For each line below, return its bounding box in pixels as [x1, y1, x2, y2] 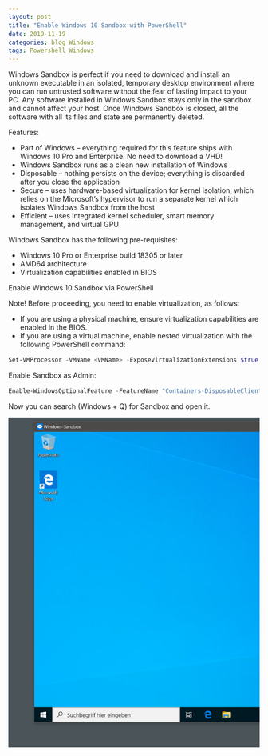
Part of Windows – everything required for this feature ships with [19, 143, 233, 153]
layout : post [8, 13, 52, 21]
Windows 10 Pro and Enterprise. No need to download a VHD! [19, 152, 223, 162]
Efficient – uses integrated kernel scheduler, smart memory [19, 211, 215, 221]
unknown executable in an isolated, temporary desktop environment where [8, 78, 254, 88]
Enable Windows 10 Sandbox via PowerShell [8, 283, 154, 293]
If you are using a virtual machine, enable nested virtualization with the [19, 331, 253, 341]
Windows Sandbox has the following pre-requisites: [8, 235, 178, 245]
